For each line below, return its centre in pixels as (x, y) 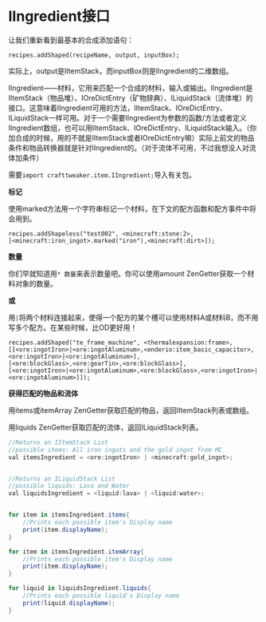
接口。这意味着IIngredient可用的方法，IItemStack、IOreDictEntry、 (117, 108)
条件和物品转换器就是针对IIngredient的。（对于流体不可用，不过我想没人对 (129, 148)
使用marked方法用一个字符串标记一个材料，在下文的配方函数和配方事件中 (129, 208)
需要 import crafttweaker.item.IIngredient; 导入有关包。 (102, 174)
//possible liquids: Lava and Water (69, 486)
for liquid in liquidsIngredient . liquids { (80, 588)
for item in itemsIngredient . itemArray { (76, 552)
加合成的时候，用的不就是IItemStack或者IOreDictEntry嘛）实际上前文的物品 (131, 137)
